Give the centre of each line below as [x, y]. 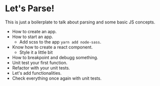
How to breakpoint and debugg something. [55, 57]
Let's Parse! [30, 9]
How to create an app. [34, 31]
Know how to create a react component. [52, 47]
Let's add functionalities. [37, 73]
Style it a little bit [36, 52]
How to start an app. [33, 37]
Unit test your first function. [40, 63]
